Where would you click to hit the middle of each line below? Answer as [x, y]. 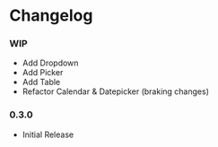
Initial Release [48, 134]
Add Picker [43, 73]
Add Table [41, 82]
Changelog [51, 16]
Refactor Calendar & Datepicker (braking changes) [115, 91]
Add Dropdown [50, 63]
